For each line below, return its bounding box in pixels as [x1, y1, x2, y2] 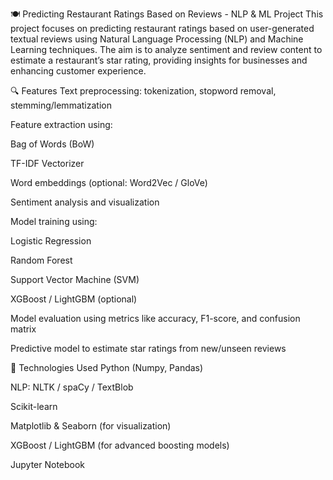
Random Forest [10, 254, 73, 266]
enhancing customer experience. [10, 65, 147, 77]
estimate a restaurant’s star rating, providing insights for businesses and [10, 54, 308, 66]
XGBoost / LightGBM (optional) [10, 293, 138, 305]
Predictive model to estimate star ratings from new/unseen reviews [10, 343, 287, 354]
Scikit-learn [10, 401, 58, 412]
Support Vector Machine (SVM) [10, 274, 140, 285]
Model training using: [10, 216, 98, 227]
